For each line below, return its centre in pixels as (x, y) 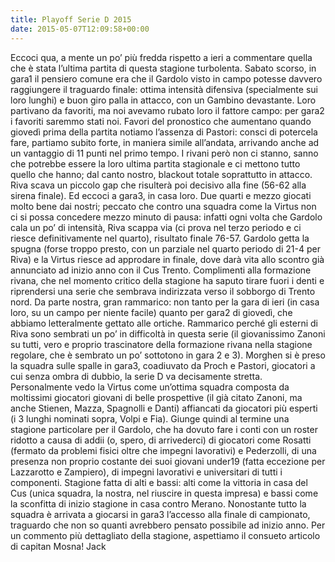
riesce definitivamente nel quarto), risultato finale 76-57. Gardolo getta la (160, 238)
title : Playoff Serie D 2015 (71, 19)
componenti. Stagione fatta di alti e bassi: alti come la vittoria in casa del (159, 482)
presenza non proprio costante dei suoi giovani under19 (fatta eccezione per (168, 461)
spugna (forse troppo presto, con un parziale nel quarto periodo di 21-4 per (165, 248)
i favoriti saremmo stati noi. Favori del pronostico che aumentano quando (161, 121)
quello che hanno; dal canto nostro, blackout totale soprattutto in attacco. (161, 174)
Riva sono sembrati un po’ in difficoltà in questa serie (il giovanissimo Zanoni (168, 333)
